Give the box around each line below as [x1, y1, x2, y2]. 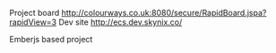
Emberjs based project [9, 34, 93, 44]
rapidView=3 [9, 17, 56, 27]
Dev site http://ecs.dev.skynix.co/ [57, 17, 183, 27]
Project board [9, 8, 60, 18]
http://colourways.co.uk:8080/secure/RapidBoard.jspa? [61, 8, 267, 18]
